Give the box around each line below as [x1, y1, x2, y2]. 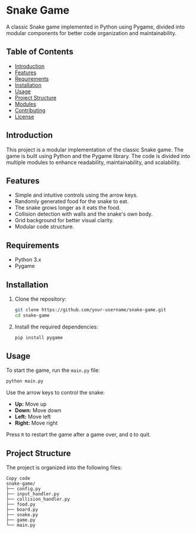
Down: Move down [14, 407, 62, 414]
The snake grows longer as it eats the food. [14, 204, 121, 211]
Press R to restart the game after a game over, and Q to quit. [6, 431, 151, 438]
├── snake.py [6, 512, 38, 518]
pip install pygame [14, 334, 63, 340]
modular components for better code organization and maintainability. [6, 29, 176, 36]
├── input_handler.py [6, 491, 60, 497]
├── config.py [6, 486, 41, 492]
